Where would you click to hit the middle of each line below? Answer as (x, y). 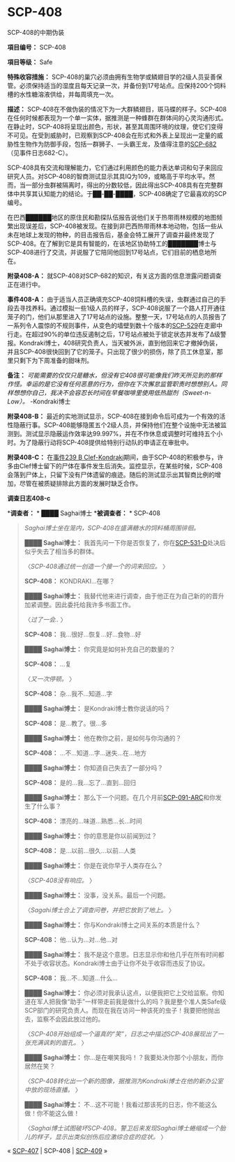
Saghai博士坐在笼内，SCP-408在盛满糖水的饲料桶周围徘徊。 (112, 528)
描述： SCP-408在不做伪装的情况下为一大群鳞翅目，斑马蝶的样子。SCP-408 (117, 109)
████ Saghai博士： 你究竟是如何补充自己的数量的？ (100, 649)
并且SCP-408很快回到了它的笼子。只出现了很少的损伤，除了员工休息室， (112, 351)
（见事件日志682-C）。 (39, 152)
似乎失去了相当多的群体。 (61, 551)
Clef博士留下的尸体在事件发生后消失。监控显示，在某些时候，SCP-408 (121, 465)
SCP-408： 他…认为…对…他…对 (71, 939)
